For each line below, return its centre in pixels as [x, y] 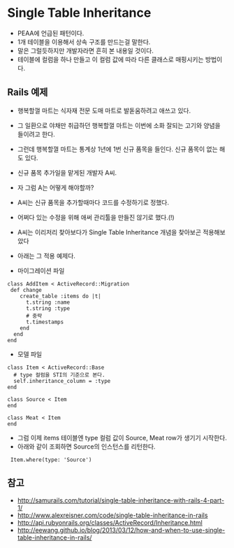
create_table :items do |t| [60, 296]
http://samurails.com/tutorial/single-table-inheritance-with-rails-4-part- [121, 500]
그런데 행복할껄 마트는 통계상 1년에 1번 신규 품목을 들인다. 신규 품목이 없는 [117, 149]
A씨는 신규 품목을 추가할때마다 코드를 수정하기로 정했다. [93, 202]
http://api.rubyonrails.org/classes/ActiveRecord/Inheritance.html [110, 522]
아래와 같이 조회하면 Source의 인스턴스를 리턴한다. [86, 447]
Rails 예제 [28, 92]
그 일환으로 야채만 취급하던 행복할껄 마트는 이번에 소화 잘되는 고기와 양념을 [119, 125]
